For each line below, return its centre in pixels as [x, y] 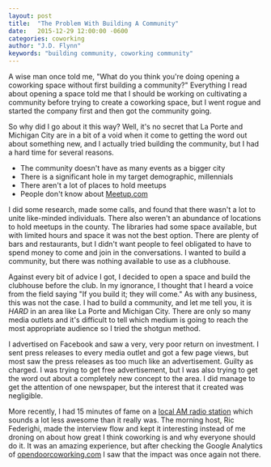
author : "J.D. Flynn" [45, 46]
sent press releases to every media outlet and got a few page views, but [129, 352]
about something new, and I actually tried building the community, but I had [134, 144]
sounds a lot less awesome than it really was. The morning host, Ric [121, 420]
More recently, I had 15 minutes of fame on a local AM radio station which [131, 411]
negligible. [25, 396]
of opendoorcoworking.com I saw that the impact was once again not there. [135, 454]
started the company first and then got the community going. [110, 111]
